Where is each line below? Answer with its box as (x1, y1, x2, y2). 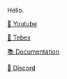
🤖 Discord (7, 63, 36, 72)
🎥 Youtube (7, 20, 37, 28)
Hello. (7, 6, 24, 14)
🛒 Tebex (7, 33, 31, 42)
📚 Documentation (7, 47, 60, 56)
